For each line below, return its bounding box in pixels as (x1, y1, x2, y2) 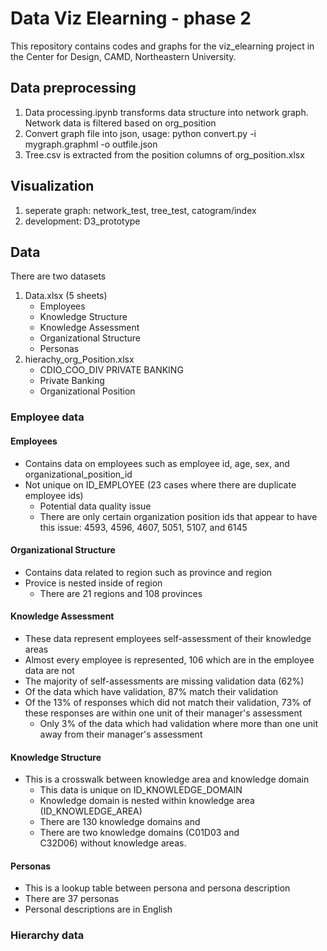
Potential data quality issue (39, 500, 152, 512)
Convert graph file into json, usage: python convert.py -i (24, 127, 257, 139)
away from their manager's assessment (39, 728, 203, 740)
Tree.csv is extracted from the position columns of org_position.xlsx (24, 148, 305, 161)
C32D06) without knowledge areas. (39, 837, 187, 849)
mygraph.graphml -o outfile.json (24, 138, 158, 150)
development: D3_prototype (24, 215, 141, 227)
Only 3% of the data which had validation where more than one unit (39, 717, 319, 729)
